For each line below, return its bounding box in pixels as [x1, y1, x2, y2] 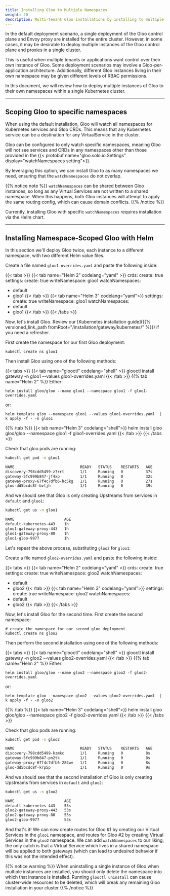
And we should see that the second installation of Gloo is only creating [5, 774, 153, 780]
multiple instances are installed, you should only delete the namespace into [5, 869, 162, 875]
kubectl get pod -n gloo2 [5, 737, 60, 742]
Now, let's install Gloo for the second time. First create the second [5, 611, 143, 617]
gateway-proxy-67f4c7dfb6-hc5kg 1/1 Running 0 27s [5, 479, 153, 484]
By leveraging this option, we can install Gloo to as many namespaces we [5, 168, 158, 174]
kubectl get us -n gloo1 [5, 508, 58, 513]
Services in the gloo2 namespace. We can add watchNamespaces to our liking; [5, 837, 164, 843]
